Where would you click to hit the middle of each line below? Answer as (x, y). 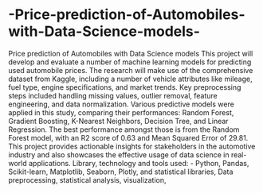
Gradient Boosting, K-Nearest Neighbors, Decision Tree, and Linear (118, 121)
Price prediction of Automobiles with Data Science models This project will (131, 53)
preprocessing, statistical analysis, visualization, (87, 179)
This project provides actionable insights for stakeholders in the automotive (132, 146)
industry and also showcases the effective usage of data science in (119, 154)
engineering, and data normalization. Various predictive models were (122, 104)
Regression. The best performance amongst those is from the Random (124, 129)
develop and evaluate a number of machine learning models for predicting (130, 62)
